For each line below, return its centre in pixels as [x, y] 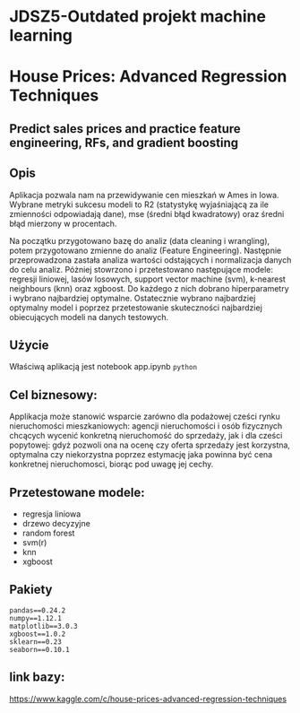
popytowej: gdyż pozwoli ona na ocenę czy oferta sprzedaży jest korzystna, [150, 445]
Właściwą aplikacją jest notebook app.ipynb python [103, 367]
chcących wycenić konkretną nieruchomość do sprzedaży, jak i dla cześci [146, 436]
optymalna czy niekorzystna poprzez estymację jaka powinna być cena [141, 455]
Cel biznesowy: [54, 395]
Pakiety [31, 590]
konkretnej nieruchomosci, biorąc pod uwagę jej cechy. [111, 465]
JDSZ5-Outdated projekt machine [138, 17]
